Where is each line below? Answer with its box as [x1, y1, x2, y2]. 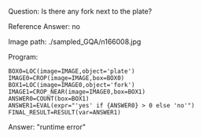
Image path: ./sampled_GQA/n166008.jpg [8, 37, 141, 46]
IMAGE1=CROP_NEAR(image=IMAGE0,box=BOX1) [8, 88, 146, 96]
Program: [8, 53, 39, 61]
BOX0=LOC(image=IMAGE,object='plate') [8, 67, 135, 75]
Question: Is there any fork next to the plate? [8, 7, 152, 16]
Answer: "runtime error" [8, 122, 86, 132]
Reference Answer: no [8, 22, 81, 31]
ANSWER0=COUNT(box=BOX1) [8, 95, 90, 103]
